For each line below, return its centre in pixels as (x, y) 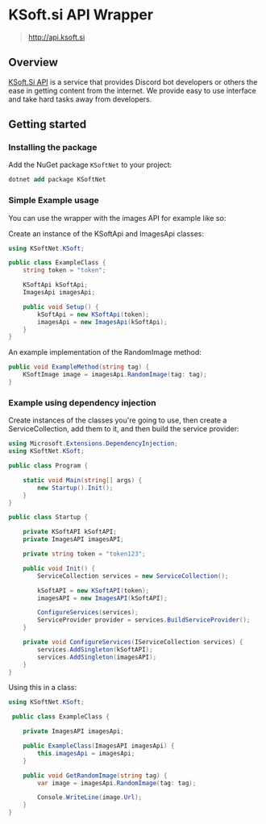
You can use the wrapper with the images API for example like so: (117, 218)
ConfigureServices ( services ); (88, 613)
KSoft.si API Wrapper (81, 15)
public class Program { (48, 466)
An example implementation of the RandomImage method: (105, 352)
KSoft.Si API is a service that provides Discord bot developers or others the (133, 81)
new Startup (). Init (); (75, 488)
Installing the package (53, 148)
